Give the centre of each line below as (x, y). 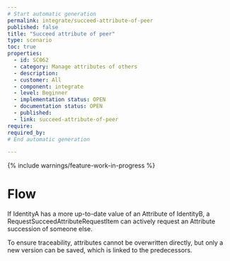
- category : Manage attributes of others (76, 67)
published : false (33, 27)
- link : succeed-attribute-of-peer (66, 119)
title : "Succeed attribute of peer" (61, 34)
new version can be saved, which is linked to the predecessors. (100, 250)
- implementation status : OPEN (60, 100)
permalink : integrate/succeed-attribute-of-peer (80, 21)
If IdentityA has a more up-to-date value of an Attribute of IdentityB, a (109, 214)
